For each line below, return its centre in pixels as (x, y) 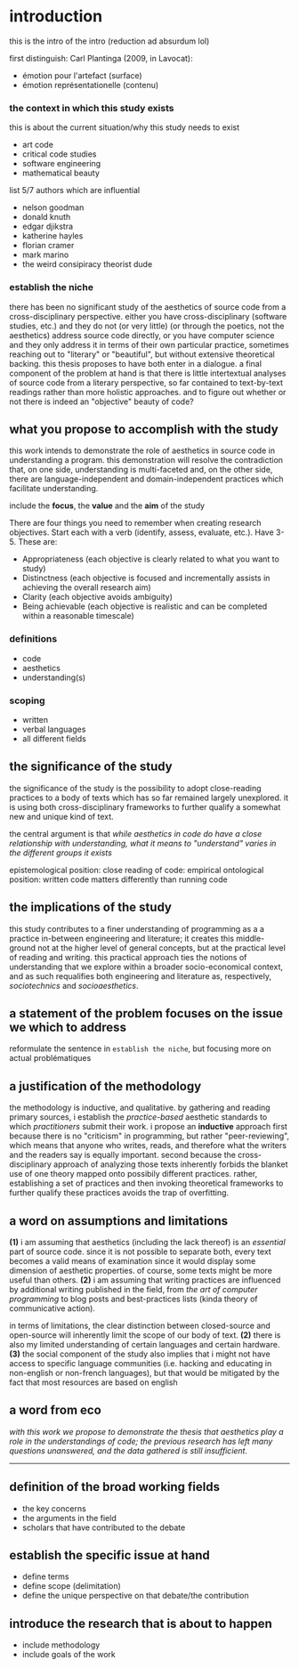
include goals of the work (69, 1655)
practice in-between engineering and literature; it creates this (121, 938)
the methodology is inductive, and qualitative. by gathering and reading (140, 1108)
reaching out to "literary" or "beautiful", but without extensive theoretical (142, 354)
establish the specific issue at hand (110, 1555)
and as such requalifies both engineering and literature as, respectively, (141, 976)
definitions (33, 639)
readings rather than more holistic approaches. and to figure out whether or (148, 392)
